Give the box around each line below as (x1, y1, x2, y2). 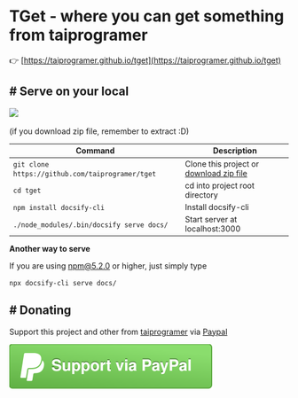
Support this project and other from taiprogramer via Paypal (9, 326, 228, 337)
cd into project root (184, 180, 255, 191)
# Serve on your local (9, 84, 129, 99)
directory (184, 189, 219, 200)
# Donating (9, 303, 72, 318)
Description (212, 145, 257, 156)
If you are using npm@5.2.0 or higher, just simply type (9, 260, 208, 271)
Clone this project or (184, 158, 260, 169)
